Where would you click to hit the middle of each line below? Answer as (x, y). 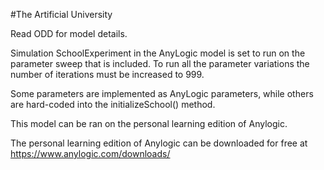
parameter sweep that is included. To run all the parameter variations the (160, 63)
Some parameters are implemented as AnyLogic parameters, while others (162, 93)
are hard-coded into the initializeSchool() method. (113, 104)
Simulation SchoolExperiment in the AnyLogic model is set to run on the (158, 53)
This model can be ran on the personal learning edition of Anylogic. (149, 123)
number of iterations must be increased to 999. (107, 74)
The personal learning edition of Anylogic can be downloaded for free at (159, 143)
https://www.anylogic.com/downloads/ (90, 153)
